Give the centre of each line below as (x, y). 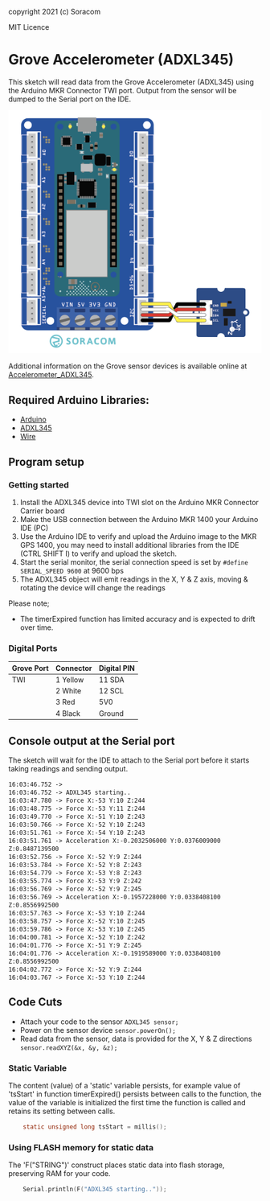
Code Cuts (35, 1002)
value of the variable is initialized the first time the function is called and (127, 1103)
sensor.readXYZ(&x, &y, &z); (69, 1048)
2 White (69, 691)
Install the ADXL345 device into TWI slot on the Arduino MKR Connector (139, 502)
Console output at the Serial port (92, 740)
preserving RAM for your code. (59, 1174)
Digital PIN (117, 668)
